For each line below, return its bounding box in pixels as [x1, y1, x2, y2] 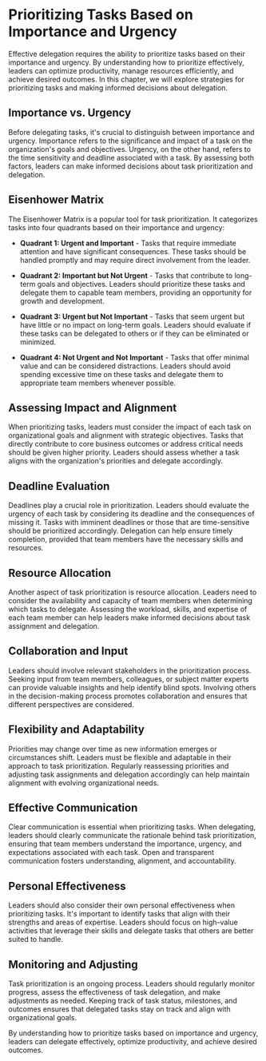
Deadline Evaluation [8, 479, 110, 493]
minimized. [19, 337, 57, 347]
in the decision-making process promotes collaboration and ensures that [8, 691, 248, 701]
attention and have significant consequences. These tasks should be [19, 246, 247, 256]
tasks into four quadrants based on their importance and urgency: [8, 222, 225, 232]
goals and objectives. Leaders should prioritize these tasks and [37, 279, 245, 288]
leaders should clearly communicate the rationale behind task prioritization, [8, 831, 257, 840]
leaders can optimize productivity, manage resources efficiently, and [8, 66, 234, 75]
